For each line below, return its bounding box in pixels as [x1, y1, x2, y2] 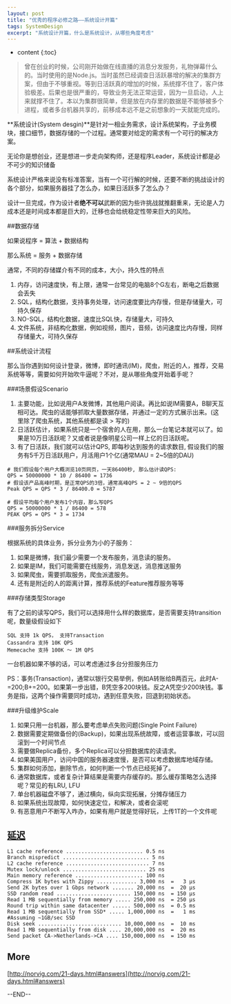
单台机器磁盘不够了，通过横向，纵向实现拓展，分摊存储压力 [17, 790, 187, 799]
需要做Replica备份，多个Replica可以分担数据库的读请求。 [17, 747, 181, 755]
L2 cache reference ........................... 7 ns [7, 860, 165, 867]
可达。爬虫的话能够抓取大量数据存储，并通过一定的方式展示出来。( [23, 408, 213, 416]
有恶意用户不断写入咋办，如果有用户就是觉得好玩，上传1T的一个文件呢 [17, 807, 217, 816]
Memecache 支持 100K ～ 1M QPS [7, 647, 94, 654]
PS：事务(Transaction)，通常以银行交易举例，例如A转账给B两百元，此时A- [7, 674, 219, 683]
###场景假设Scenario [7, 385, 69, 393]
